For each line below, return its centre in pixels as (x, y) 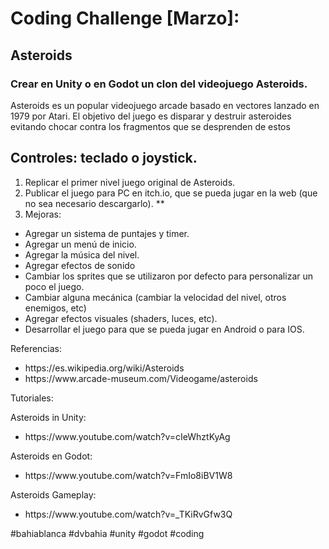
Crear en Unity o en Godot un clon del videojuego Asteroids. (159, 84)
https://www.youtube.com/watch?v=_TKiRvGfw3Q (128, 514)
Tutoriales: (32, 398)
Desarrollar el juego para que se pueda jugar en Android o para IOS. (164, 329)
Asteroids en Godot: (51, 456)
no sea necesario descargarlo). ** (94, 203)
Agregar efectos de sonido (80, 265)
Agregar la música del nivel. (82, 254)
